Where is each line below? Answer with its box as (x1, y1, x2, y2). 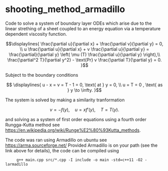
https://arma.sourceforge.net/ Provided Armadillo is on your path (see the (5, 142, 158, 148)
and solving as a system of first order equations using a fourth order (5, 116, 147, 122)
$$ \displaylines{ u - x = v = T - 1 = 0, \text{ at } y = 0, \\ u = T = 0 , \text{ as (6, 82, 163, 88)
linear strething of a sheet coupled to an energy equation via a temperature (5, 25, 161, 31)
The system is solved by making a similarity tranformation (5, 97, 125, 103)
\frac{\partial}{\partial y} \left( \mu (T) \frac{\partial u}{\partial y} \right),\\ (9, 51, 160, 58)
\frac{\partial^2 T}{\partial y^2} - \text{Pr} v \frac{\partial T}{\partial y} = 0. (7, 56, 162, 63)
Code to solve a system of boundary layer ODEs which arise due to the (5, 20, 152, 26)
